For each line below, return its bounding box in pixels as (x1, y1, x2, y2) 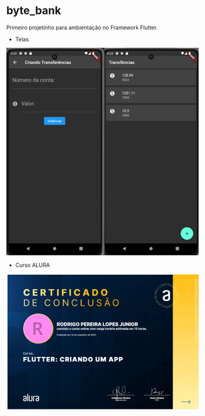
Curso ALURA (15, 261, 50, 269)
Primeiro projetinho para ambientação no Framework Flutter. (6, 24, 158, 31)
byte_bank (6, 4, 62, 18)
